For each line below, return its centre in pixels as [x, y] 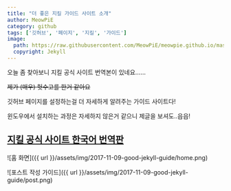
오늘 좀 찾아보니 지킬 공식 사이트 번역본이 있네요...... [77, 72]
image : [16, 39]
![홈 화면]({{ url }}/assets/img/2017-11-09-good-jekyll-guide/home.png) [108, 157]
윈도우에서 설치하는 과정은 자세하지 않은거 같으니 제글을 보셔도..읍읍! [99, 116]
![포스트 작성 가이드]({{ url [42, 172]
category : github [32, 26]
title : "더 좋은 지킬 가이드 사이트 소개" [59, 13]
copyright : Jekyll [40, 52]
